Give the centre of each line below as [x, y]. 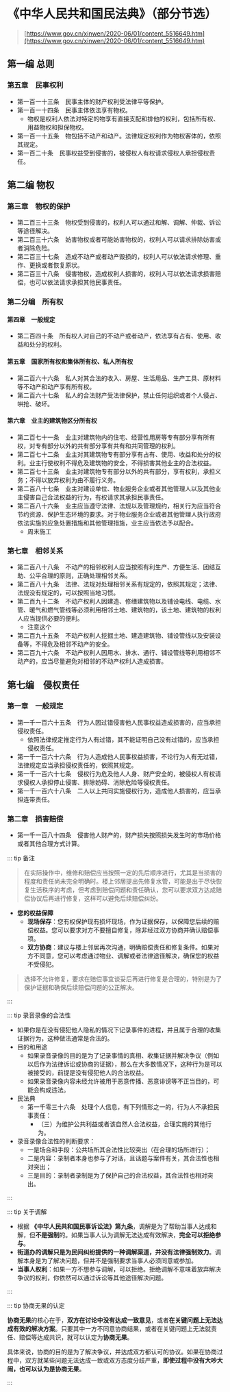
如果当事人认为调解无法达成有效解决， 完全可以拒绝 [143, 1235]
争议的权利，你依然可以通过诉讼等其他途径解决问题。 [92, 1278]
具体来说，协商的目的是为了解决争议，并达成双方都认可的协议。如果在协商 [112, 1352]
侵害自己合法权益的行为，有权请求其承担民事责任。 [95, 497]
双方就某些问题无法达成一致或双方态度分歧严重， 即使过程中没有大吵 [121, 1360]
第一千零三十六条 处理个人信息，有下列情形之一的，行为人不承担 [120, 1107]
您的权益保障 [35, 913]
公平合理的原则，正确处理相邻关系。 [80, 575]
